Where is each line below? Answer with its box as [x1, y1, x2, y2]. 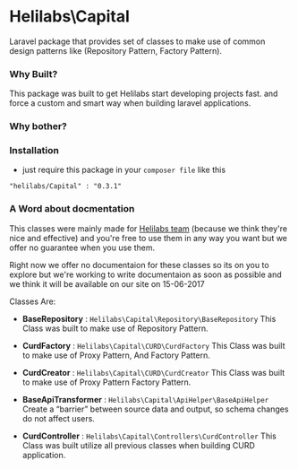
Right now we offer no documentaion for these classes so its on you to [9, 259, 270, 270]
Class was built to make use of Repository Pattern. [21, 323, 209, 334]
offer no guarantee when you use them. [9, 242, 156, 253]
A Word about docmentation [9, 203, 135, 215]
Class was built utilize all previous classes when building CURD [21, 439, 255, 450]
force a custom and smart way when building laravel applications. [9, 98, 251, 109]
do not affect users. [21, 413, 96, 423]
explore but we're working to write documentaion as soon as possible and [9, 269, 282, 280]
